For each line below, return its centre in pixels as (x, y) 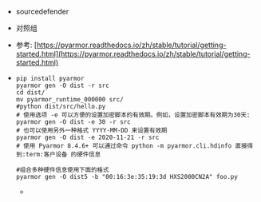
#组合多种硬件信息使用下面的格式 (62, 170)
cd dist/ (30, 93)
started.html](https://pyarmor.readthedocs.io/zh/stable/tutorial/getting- (133, 54)
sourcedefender (42, 12)
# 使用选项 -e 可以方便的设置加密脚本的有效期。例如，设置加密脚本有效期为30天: (133, 115)
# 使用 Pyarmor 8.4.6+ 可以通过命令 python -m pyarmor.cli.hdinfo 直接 (131, 146)
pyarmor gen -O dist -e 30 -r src (73, 122)
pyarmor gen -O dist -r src (62, 85)
